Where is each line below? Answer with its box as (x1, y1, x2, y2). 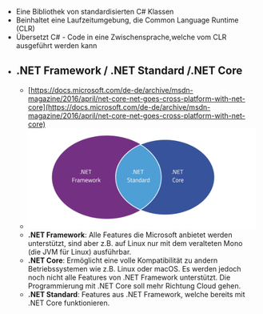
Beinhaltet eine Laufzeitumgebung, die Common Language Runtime (15, 15, 239, 25)
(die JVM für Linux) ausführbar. (27, 247, 132, 256)
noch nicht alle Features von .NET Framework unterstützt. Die (27, 272, 231, 282)
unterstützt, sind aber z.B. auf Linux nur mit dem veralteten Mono (27, 238, 243, 248)
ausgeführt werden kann (15, 41, 98, 50)
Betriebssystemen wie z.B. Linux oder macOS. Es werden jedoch (27, 264, 241, 273)
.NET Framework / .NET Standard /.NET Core (15, 64, 243, 78)
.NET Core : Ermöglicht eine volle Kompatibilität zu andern (27, 256, 218, 265)
